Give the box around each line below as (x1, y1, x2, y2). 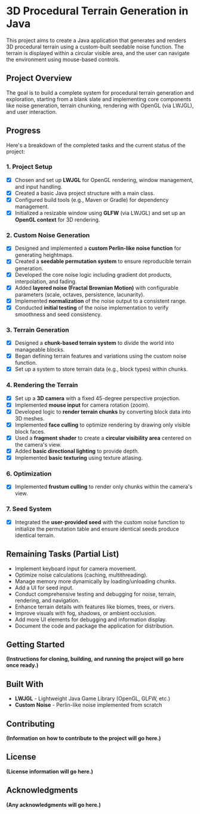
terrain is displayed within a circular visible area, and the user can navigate (6, 49, 190, 56)
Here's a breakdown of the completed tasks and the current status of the (6, 141, 186, 149)
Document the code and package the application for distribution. (14, 622, 174, 630)
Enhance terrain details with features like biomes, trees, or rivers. (14, 603, 175, 610)
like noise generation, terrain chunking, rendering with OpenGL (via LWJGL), (6, 102, 194, 109)
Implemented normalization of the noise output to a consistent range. (14, 297, 187, 304)
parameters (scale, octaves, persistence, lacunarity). (14, 291, 145, 298)
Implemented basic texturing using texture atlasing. (14, 454, 143, 461)
